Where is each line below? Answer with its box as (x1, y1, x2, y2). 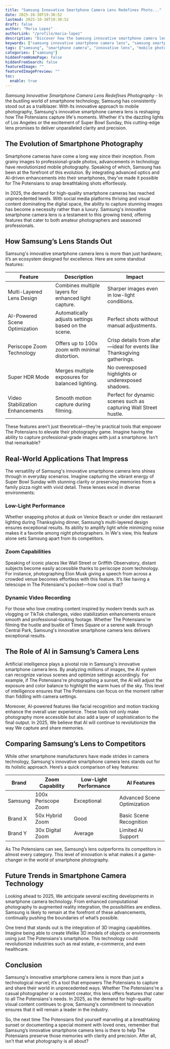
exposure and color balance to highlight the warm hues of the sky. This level (5, 682, 164, 688)
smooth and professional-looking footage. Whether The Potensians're (5, 617, 151, 623)
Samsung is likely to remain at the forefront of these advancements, (5, 909, 147, 915)
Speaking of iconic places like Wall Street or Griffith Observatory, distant (5, 560, 156, 566)
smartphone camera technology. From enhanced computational (5, 898, 138, 905)
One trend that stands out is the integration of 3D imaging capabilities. (5, 924, 152, 930)
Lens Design (8, 295, 38, 302)
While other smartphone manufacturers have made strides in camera (5, 753, 149, 759)
